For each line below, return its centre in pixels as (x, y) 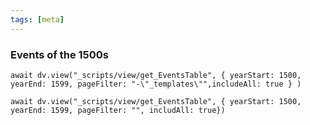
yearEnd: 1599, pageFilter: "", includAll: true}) (118, 110)
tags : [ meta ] (37, 19)
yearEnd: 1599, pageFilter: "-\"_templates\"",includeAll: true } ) (156, 84)
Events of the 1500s (59, 54)
